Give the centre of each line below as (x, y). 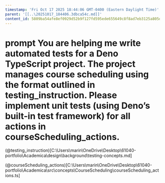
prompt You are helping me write (73, 43)
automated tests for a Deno (62, 53)
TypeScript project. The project (70, 64)
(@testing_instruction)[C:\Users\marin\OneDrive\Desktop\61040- (71, 151)
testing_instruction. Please (61, 95)
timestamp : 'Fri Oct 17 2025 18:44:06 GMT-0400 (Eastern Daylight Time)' (82, 10)
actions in (26, 126)
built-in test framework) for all (68, 116)
